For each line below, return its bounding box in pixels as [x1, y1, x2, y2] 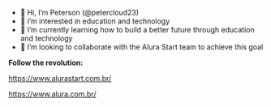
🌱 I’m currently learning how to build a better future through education [19, 25, 255, 34]
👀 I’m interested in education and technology [19, 16, 170, 26]
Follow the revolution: [8, 58, 84, 67]
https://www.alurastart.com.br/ [8, 74, 112, 83]
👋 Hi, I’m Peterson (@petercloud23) [19, 8, 140, 17]
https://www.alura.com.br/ [8, 89, 97, 99]
